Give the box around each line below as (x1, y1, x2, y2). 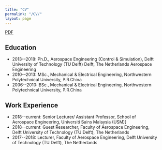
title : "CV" (5, 7, 29, 12)
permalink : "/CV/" (5, 12, 42, 16)
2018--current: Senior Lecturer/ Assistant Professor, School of (12, 114, 136, 120)
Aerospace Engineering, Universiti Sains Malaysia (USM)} (12, 119, 127, 125)
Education (5, 43, 37, 51)
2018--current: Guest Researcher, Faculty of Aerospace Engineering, (12, 124, 150, 130)
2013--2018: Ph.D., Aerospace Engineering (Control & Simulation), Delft (12, 56, 154, 62)
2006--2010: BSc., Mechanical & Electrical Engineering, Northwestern (12, 82, 151, 88)
